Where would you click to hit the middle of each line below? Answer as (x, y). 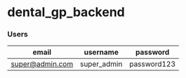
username (101, 52)
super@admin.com (42, 64)
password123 (153, 64)
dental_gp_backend (66, 12)
